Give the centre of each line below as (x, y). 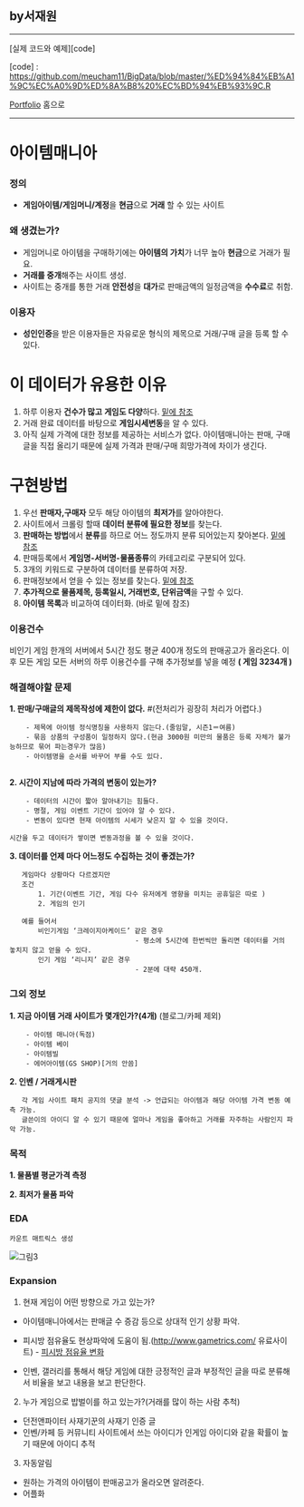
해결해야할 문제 (41, 687)
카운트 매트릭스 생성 (42, 1239)
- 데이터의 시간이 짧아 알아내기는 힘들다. (93, 802)
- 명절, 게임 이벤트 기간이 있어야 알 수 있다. (101, 811)
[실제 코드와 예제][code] (52, 48)
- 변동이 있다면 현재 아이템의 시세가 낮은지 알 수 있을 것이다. (128, 821)
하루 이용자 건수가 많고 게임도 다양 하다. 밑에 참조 (108, 412)
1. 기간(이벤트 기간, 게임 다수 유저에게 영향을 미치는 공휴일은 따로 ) (152, 894)
